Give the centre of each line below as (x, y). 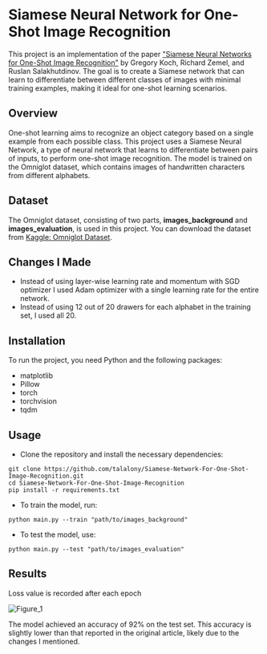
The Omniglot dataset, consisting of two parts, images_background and (128, 220)
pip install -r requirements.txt (64, 490)
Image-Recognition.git (46, 476)
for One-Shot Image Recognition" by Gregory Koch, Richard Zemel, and (126, 63)
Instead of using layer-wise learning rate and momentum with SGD (130, 282)
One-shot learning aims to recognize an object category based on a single (131, 132)
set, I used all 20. (48, 315)
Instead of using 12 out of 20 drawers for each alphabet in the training (135, 307)
